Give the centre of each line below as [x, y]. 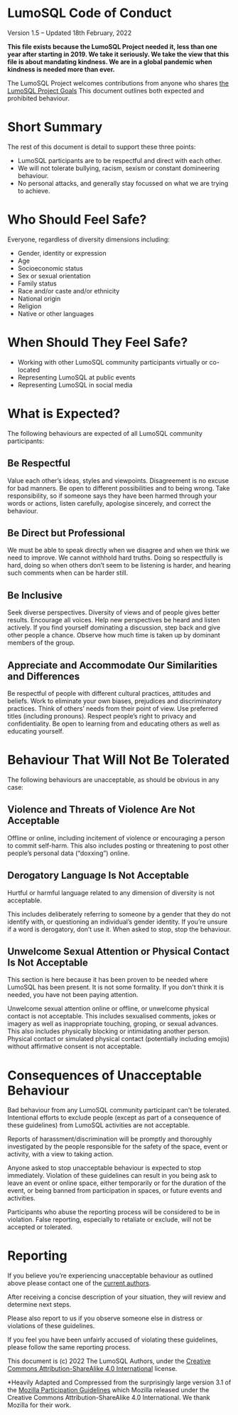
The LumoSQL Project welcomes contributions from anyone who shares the [118, 83]
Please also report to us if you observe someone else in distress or [105, 1318]
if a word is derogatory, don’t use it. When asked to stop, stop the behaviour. [119, 929]
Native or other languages [56, 313]
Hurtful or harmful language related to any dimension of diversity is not [111, 892]
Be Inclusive [35, 595]
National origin [39, 298]
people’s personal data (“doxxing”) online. [69, 853]
